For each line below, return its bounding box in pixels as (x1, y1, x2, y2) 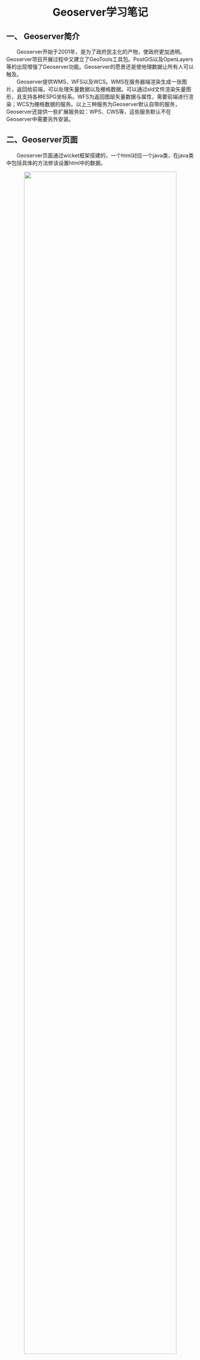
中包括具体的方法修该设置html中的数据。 (6, 159, 106, 166)
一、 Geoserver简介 (6, 31, 80, 41)
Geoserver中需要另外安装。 (6, 116, 75, 123)
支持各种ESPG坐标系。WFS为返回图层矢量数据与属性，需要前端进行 (21, 93, 189, 100)
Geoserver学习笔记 (53, 5, 148, 19)
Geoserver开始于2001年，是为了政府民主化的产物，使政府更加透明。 (17, 49, 185, 55)
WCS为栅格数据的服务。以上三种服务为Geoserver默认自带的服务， (16, 101, 181, 108)
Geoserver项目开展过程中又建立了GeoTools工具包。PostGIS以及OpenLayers (6, 56, 193, 63)
